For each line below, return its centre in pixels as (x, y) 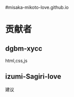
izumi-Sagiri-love (33, 76)
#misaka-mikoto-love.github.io (37, 7)
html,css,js (16, 61)
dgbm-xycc (24, 48)
